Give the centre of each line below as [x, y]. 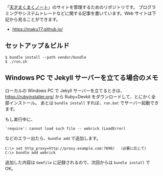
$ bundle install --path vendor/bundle [46, 57]
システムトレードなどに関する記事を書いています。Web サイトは [87, 13]
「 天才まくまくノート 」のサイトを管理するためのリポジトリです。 [71, 7]
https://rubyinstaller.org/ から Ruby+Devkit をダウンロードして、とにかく [78, 96]
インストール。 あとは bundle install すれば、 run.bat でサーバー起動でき [84, 103]
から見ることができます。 [35, 19]
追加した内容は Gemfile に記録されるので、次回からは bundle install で [78, 162]
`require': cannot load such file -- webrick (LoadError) [65, 129]
